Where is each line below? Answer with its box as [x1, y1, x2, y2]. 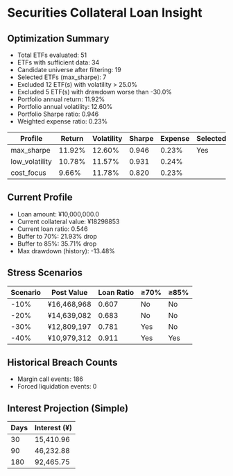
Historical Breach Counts [7, 357, 118, 368]
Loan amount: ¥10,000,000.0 [17, 210, 99, 218]
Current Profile [7, 192, 73, 203]
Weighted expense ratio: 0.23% [17, 117, 108, 126]
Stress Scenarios [7, 267, 83, 279]
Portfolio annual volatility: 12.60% [17, 103, 113, 110]
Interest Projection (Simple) [7, 402, 129, 414]
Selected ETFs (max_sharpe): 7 [17, 73, 107, 81]
